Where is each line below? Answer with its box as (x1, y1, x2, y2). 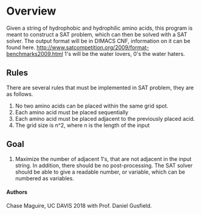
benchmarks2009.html (6, 50, 64, 57)
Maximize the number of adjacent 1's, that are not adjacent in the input (15, 155, 192, 162)
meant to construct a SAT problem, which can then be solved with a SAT (6, 30, 188, 38)
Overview (6, 4, 56, 18)
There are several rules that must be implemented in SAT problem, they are (6, 84, 194, 91)
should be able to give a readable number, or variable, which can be (15, 168, 185, 176)
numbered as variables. (15, 174, 75, 182)
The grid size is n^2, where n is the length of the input (15, 121, 150, 129)
